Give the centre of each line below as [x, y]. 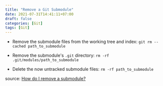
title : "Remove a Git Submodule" [39, 10]
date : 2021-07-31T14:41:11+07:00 [39, 14]
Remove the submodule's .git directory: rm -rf [61, 55]
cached [19, 46]
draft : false [18, 19]
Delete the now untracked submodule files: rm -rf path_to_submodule [83, 69]
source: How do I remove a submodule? [46, 79]
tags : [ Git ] [17, 28]
